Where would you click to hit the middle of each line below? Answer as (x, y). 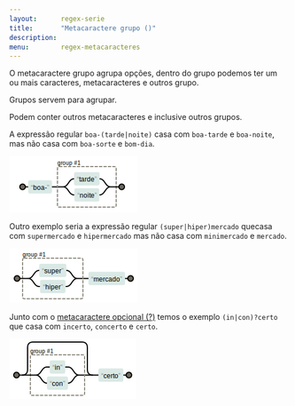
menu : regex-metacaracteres (75, 47)
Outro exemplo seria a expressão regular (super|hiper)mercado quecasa (141, 227)
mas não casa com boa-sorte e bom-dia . (82, 144)
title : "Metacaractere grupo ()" (83, 28)
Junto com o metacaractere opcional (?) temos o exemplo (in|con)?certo (144, 317)
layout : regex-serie (57, 19)
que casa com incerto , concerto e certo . (84, 326)
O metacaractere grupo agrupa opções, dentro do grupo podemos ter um (143, 73)
